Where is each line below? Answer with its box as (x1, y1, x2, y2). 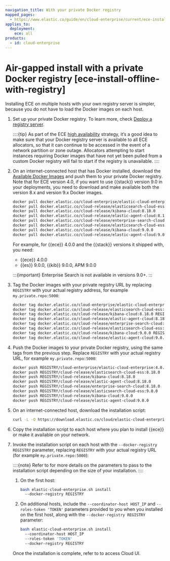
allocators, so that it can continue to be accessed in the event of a (12, 142, 150, 148)
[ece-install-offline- (74, 73, 160, 84)
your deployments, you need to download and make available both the (12, 184, 159, 190)
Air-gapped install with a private (5, 62, 144, 74)
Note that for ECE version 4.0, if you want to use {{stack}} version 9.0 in (12, 179, 163, 185)
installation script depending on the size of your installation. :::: (12, 467, 144, 473)
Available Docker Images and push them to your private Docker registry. (12, 173, 163, 179)
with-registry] (5, 84, 66, 95)
